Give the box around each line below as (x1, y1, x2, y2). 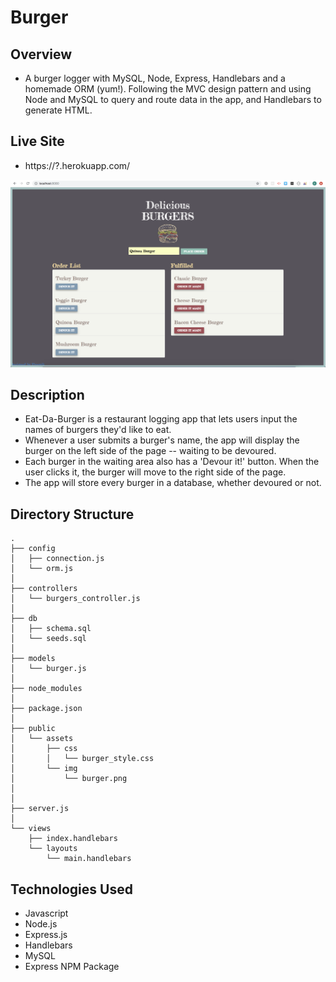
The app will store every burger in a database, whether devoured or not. (24, 477, 322, 489)
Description (10, 386, 85, 403)
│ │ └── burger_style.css (10, 754, 155, 764)
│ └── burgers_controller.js (10, 594, 141, 604)
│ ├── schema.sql (10, 624, 92, 634)
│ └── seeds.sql (10, 634, 87, 644)
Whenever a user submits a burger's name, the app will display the (24, 434, 300, 446)
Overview (10, 46, 73, 63)
